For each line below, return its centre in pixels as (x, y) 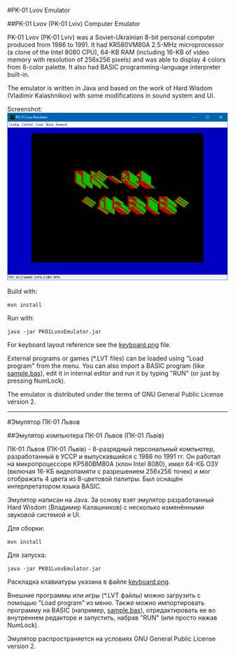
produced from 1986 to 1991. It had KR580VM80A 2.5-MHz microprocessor (116, 45)
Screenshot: (25, 109)
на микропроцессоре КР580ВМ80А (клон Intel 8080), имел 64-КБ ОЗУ (113, 464)
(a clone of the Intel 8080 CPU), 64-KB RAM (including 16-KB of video (108, 52)
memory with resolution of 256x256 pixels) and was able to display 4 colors (116, 60)
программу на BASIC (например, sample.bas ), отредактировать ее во (112, 610)
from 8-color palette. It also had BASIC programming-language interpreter (114, 67)
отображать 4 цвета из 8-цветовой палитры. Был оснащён (95, 479)
